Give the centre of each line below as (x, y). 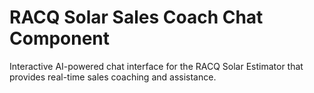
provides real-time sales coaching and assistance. (113, 77)
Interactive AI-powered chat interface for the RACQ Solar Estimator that (156, 66)
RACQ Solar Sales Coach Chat (136, 17)
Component (60, 38)
